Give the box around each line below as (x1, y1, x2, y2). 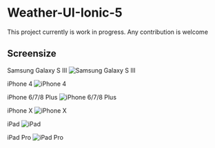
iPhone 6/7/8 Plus (7, 93, 58, 101)
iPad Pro (7, 133, 32, 141)
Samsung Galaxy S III (7, 66, 68, 74)
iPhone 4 (7, 80, 33, 88)
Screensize (7, 48, 57, 59)
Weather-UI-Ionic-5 (7, 5, 123, 21)
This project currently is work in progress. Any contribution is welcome (7, 28, 209, 36)
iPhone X (7, 106, 33, 115)
